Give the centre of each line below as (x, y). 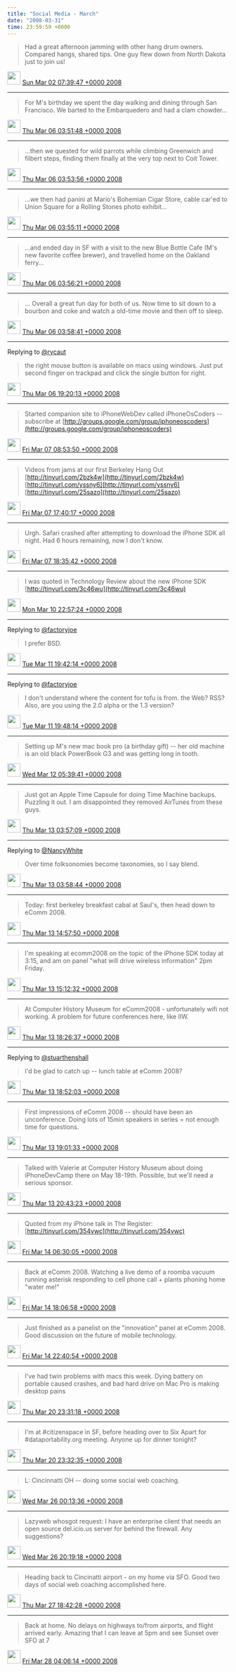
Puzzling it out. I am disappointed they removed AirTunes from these (123, 802)
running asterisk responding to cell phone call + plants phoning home (125, 1279)
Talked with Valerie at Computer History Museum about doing (114, 1168)
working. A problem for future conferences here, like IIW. (106, 1016)
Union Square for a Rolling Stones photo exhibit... (96, 207)
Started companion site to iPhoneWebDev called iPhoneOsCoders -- (123, 414)
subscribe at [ (45, 421)
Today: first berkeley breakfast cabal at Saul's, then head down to (120, 905)
